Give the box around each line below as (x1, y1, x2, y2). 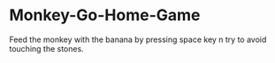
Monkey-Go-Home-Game (9, 5, 201, 25)
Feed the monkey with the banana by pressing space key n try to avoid (9, 34, 267, 45)
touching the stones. (9, 43, 84, 53)
